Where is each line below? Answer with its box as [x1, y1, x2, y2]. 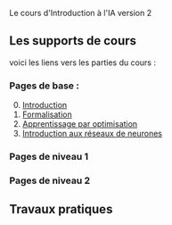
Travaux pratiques [9, 202, 113, 217]
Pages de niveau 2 [9, 174, 91, 187]
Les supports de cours [9, 33, 136, 48]
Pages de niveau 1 [9, 151, 89, 163]
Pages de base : [9, 79, 80, 92]
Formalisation [21, 109, 73, 120]
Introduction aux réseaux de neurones [21, 129, 163, 139]
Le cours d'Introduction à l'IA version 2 [9, 8, 152, 18]
